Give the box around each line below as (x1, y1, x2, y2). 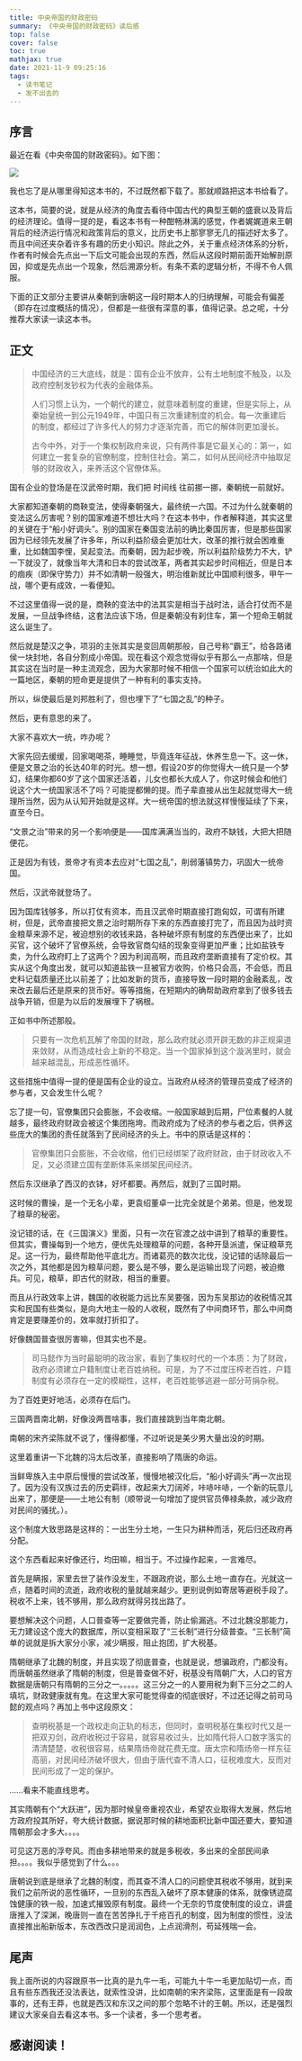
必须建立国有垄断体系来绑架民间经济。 (55, 1159, 198, 1170)
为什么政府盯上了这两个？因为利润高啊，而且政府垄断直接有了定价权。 (24, 951, 285, 962)
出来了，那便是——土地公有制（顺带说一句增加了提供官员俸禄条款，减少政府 (9, 1493, 293, 1504)
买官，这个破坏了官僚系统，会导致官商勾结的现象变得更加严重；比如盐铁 (9, 940, 277, 950)
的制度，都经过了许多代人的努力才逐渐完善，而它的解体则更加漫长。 (31, 421, 284, 432)
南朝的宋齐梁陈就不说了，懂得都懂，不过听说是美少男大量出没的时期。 (9, 1433, 270, 1444)
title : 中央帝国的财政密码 (9, 13, 99, 22)
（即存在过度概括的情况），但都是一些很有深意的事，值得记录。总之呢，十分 (9, 302, 289, 313)
